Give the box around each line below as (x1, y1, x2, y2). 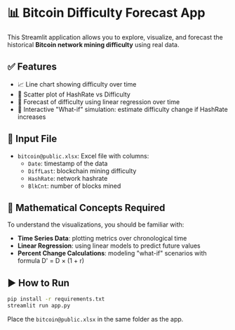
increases (17, 113, 46, 121)
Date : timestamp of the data (27, 159, 108, 167)
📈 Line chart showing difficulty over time (17, 80, 137, 88)
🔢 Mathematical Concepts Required (7, 201, 166, 214)
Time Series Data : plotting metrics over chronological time (17, 234, 187, 243)
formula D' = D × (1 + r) (17, 257, 85, 265)
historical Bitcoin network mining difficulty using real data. (7, 40, 180, 49)
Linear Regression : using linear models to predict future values (17, 241, 201, 250)
